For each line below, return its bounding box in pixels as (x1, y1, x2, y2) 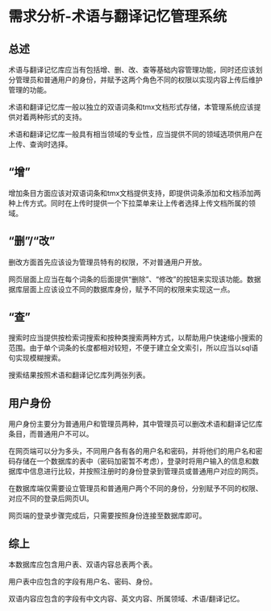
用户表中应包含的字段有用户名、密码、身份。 (8, 577, 157, 587)
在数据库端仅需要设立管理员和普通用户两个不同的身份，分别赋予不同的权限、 (8, 484, 263, 493)
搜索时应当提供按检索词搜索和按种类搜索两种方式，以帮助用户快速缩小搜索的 (8, 333, 263, 343)
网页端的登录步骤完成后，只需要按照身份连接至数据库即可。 (8, 511, 206, 521)
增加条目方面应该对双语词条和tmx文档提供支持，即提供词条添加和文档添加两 (8, 188, 261, 197)
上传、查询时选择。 (8, 139, 73, 149)
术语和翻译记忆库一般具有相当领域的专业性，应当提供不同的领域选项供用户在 (8, 130, 263, 139)
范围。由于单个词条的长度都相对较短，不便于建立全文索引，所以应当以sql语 (8, 343, 259, 353)
